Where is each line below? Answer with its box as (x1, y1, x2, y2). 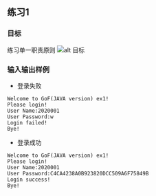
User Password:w (7, 113, 54, 120)
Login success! (7, 176, 51, 183)
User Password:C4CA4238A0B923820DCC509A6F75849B (7, 170, 149, 177)
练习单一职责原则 (7, 45, 56, 54)
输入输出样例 (7, 65, 50, 74)
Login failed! (7, 119, 48, 126)
